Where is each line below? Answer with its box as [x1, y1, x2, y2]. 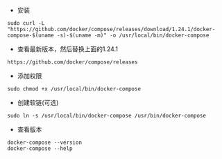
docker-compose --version [7, 139, 82, 146]
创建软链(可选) [17, 99, 59, 106]
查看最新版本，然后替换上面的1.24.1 [17, 45, 118, 53]
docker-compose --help [7, 145, 73, 152]
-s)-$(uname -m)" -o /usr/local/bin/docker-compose [56, 32, 210, 39]
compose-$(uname [7, 32, 54, 39]
